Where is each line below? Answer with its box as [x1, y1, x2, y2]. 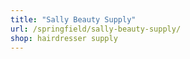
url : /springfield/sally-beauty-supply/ [10, 24, 182, 34]
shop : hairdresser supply [10, 33, 118, 43]
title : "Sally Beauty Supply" [10, 14, 137, 25]
